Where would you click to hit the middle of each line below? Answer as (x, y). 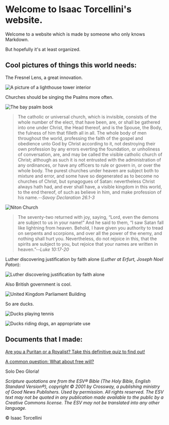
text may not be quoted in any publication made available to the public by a (84, 397)
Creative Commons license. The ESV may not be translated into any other (82, 402)
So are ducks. (20, 304)
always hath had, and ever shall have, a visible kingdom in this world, (90, 186)
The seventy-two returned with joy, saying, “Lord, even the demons (88, 217)
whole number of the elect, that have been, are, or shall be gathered (89, 122)
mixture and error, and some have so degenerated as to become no (88, 176)
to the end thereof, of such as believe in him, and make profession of (90, 192)
